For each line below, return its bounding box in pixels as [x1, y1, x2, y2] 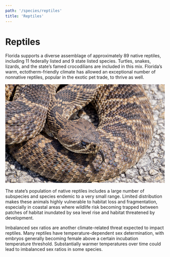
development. [5, 214, 34, 221]
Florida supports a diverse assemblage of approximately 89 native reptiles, [5, 53, 161, 59]
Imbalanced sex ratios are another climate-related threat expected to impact [5, 225, 164, 231]
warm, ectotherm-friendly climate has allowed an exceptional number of [5, 69, 156, 75]
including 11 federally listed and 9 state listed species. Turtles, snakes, [5, 58, 151, 64]
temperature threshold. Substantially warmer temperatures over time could [5, 241, 161, 247]
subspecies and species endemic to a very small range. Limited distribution [5, 193, 162, 199]
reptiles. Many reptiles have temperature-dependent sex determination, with [5, 230, 164, 236]
